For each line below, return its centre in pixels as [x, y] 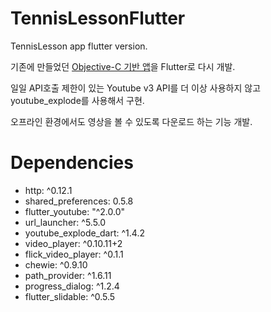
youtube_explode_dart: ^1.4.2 [84, 233]
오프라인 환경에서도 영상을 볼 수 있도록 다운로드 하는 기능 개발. [131, 121]
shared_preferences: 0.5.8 [79, 201]
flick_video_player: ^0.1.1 [74, 254]
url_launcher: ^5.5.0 [65, 222]
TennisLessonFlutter [98, 18]
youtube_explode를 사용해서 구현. [77, 100]
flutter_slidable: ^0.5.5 [70, 296]
